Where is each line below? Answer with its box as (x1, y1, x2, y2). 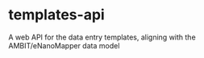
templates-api (8, 6, 105, 24)
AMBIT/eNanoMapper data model (8, 40, 120, 50)
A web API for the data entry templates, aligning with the (8, 32, 196, 42)
